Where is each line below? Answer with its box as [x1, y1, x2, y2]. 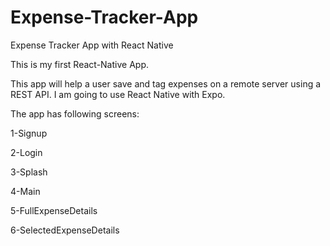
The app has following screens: [10, 107, 140, 120]
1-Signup [10, 127, 48, 139]
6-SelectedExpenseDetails [10, 224, 120, 236]
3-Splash [10, 166, 48, 178]
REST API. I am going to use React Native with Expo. [10, 88, 226, 100]
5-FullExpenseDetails [10, 204, 98, 216]
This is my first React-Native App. [10, 58, 149, 70]
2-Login [10, 146, 43, 158]
